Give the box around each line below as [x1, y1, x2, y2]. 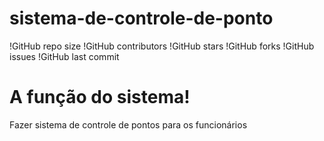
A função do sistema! [9, 86, 191, 109]
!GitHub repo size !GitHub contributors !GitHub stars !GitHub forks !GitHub [9, 40, 315, 52]
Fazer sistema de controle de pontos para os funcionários [9, 118, 248, 131]
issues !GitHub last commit [9, 50, 120, 62]
